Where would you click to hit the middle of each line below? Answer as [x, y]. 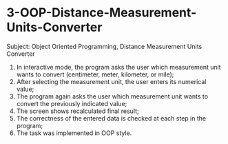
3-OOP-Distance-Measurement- [102, 13]
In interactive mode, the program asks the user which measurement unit [118, 67]
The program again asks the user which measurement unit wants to [112, 96]
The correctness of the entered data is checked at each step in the [111, 118]
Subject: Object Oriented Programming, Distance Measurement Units [104, 46]
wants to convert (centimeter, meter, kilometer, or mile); [95, 74]
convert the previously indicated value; [72, 103]
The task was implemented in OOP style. [74, 133]
